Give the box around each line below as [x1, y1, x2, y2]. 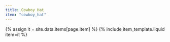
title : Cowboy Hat [5, 7, 44, 13]
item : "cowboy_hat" [5, 12, 47, 17]
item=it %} [5, 31, 28, 37]
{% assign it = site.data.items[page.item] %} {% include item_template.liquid [5, 26, 165, 32]
